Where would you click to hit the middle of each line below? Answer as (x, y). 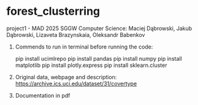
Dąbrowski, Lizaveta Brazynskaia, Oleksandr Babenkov (76, 34)
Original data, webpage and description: (66, 77)
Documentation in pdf (43, 95)
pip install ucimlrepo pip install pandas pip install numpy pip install (98, 58)
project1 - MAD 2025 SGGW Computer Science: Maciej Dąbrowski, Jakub (99, 28)
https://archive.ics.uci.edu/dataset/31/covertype (76, 84)
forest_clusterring (53, 11)
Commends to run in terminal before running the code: (84, 47)
